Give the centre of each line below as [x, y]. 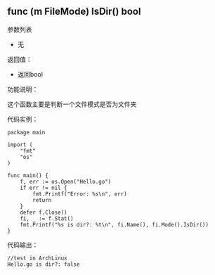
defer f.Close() [44, 212]
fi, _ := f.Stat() [47, 218]
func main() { [28, 175]
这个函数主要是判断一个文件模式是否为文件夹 [72, 104]
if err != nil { [44, 188]
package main [26, 132]
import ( [20, 145]
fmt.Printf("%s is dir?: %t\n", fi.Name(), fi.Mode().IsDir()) [115, 224]
